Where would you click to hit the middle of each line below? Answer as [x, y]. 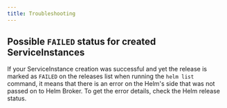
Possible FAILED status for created [82, 42]
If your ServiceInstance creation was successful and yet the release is [107, 69]
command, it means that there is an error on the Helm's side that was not [111, 84]
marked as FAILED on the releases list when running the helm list [101, 76]
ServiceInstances [46, 53]
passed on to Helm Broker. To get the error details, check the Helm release [113, 91]
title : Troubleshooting [42, 13]
